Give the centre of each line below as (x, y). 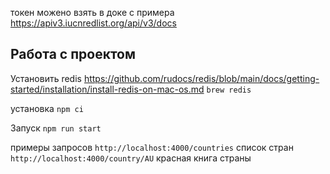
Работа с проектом (73, 54)
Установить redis (46, 78)
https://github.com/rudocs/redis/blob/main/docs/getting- (201, 78)
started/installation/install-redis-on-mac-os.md (107, 89)
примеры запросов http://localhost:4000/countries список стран (152, 147)
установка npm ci (47, 108)
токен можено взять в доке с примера (92, 12)
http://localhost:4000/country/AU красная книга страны (131, 158)
